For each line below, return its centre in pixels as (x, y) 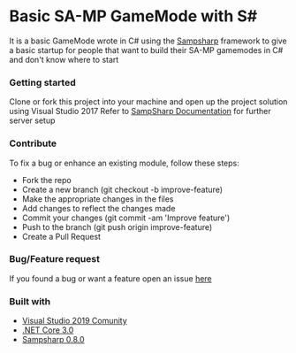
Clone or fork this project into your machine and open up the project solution (148, 102)
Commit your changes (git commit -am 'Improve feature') (126, 218)
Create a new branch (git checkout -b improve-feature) (122, 189)
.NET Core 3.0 (48, 330)
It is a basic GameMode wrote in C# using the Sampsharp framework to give (148, 41)
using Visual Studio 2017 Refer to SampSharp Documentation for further (140, 111)
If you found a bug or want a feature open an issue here (110, 278)
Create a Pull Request (61, 236)
